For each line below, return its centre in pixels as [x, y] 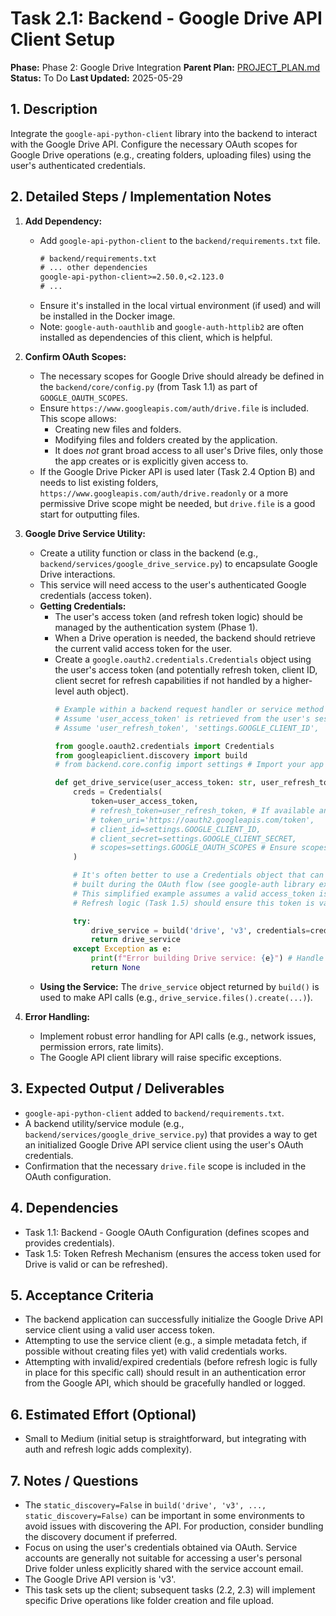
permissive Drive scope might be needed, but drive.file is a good [177, 504]
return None [115, 968]
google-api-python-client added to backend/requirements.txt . [154, 1113]
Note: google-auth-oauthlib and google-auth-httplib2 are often [172, 327]
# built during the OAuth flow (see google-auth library [194, 885]
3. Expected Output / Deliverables [117, 1088]
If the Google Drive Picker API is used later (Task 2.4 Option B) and [177, 472]
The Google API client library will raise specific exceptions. [160, 1057]
